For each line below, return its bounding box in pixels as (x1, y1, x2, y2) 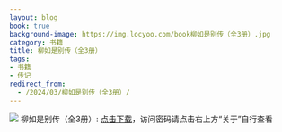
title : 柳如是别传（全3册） (9, 46, 102, 55)
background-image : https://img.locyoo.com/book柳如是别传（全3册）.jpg (9, 29, 271, 38)
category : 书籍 (9, 37, 64, 47)
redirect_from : (9, 79, 66, 88)
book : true (9, 21, 50, 30)
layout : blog (9, 12, 58, 22)
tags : (9, 54, 30, 63)
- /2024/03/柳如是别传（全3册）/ (17, 87, 130, 96)
